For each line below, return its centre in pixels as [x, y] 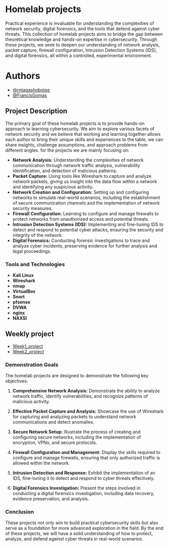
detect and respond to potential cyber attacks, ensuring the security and [88, 230]
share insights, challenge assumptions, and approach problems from [76, 144]
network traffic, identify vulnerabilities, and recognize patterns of [80, 396]
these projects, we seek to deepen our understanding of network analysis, [82, 44]
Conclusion [20, 512]
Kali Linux [23, 275]
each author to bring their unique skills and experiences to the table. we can [84, 139]
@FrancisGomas [30, 95]
